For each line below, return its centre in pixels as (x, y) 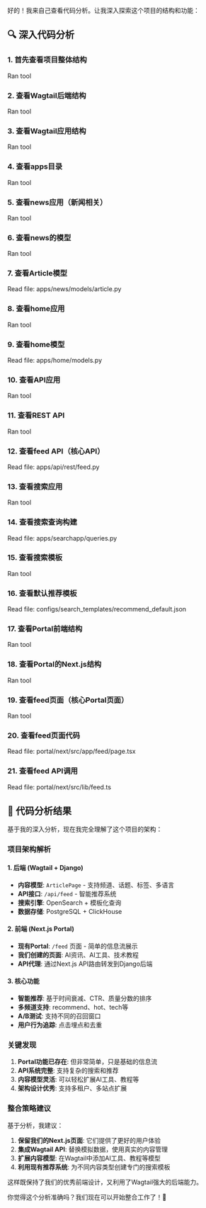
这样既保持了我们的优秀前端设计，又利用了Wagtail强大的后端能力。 (105, 1182)
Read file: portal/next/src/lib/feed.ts (59, 787)
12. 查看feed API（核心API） (56, 451)
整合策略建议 (29, 1109)
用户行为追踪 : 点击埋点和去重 (60, 1024)
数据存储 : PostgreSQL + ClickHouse (70, 911)
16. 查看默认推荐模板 (42, 593)
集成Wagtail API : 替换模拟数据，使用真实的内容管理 (93, 1149)
